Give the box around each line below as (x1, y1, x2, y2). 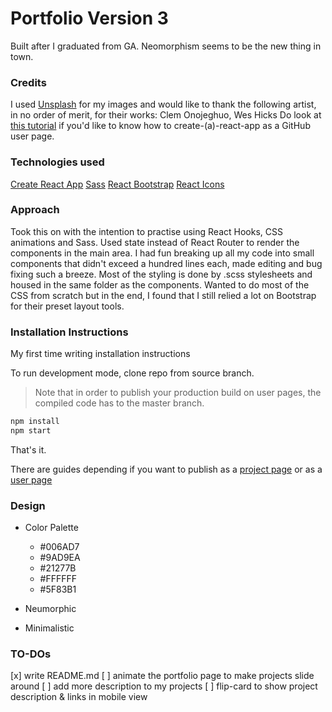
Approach (10, 203, 60, 217)
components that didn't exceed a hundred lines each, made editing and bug (10, 257, 323, 269)
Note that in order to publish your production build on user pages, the (34, 387, 322, 399)
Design (10, 498, 46, 512)
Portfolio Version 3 (10, 7, 169, 30)
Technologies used (10, 155, 105, 169)
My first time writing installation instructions (10, 348, 191, 360)
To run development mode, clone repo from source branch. (10, 367, 255, 379)
